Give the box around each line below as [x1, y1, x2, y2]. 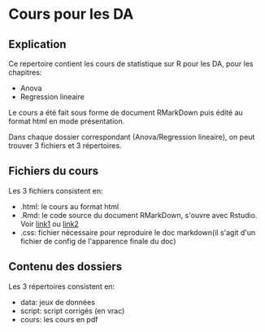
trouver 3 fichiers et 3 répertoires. [8, 141, 122, 151]
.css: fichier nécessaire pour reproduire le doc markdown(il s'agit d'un [20, 227, 256, 237]
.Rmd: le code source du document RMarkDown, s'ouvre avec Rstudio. [20, 210, 258, 220]
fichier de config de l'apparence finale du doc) [20, 236, 176, 246]
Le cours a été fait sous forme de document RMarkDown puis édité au [8, 107, 244, 117]
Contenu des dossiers [8, 260, 123, 273]
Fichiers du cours [8, 164, 99, 178]
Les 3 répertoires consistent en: [8, 282, 115, 291]
